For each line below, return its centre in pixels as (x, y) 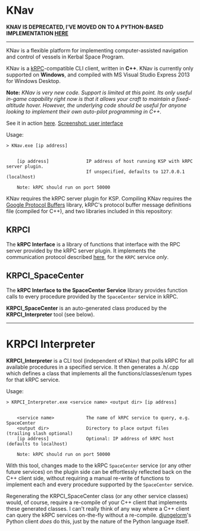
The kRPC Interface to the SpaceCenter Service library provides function (97, 290)
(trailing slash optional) (40, 433)
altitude (15, 105)
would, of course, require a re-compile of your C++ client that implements (97, 502)
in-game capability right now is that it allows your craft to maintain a (90, 98)
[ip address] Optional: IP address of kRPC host (96, 439)
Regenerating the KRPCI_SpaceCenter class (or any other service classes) (97, 496)
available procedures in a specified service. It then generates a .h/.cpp (93, 367)
